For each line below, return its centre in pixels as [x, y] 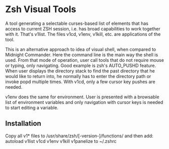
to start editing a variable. [32, 107]
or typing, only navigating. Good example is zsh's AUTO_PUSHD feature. [81, 65]
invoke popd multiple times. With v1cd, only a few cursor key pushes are [80, 82]
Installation [23, 123]
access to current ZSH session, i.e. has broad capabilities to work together [83, 28]
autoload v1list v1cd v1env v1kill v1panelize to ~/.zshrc [61, 141]
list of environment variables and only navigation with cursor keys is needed [84, 102]
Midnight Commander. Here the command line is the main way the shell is [82, 55]
